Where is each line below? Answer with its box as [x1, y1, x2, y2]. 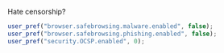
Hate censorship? [7, 7, 66, 16]
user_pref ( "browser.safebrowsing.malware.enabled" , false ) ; [7, 22, 214, 31]
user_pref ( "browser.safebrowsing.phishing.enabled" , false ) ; [7, 30, 218, 38]
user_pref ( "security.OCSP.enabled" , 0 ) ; [7, 37, 146, 45]
